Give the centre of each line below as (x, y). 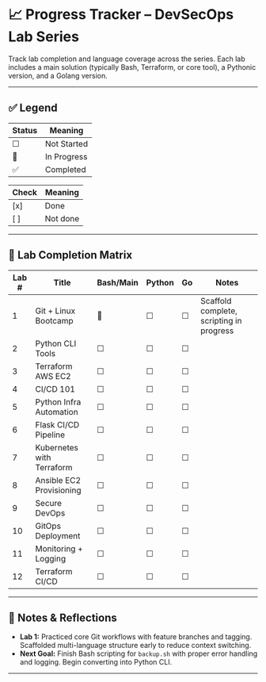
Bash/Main (118, 282)
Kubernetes (57, 447)
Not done (62, 218)
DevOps (50, 513)
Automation (57, 412)
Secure (48, 503)
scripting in (221, 320)
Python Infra (58, 402)
